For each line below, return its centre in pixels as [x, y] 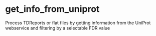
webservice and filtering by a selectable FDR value [58, 28]
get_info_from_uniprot [52, 9]
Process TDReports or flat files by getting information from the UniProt [78, 23]
